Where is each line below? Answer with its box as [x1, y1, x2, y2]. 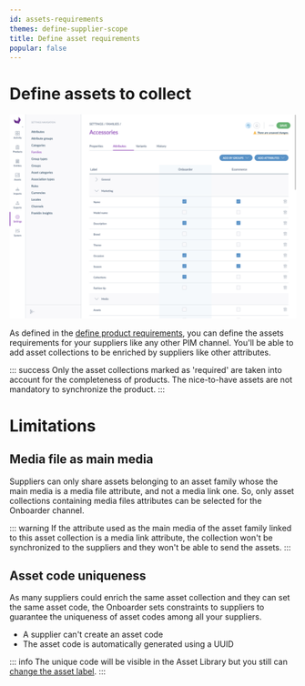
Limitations [9, 415, 97, 436]
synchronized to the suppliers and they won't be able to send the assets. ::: [9, 541, 291, 552]
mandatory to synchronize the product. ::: [9, 383, 166, 395]
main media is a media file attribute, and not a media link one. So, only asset [9, 485, 294, 496]
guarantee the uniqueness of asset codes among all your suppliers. [9, 611, 262, 622]
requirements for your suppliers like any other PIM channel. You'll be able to [9, 337, 294, 348]
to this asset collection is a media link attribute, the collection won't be [9, 532, 273, 543]
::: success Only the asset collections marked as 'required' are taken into [9, 364, 282, 375]
